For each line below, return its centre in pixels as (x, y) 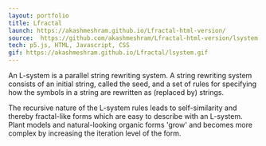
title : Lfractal (35, 23)
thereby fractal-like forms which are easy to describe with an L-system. (125, 116)
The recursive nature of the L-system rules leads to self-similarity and (123, 108)
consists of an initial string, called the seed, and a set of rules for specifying (133, 84)
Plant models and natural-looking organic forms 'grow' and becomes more (131, 125)
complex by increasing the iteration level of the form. (95, 133)
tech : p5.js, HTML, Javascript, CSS (69, 45)
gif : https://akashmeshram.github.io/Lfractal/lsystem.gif (108, 53)
